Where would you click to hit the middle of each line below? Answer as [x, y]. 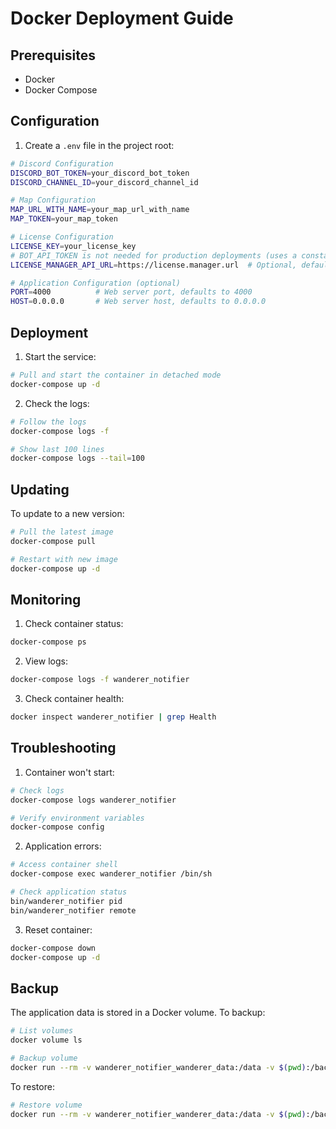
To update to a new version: [67, 514]
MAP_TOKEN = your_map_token [64, 219]
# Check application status [69, 892]
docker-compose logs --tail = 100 [77, 458]
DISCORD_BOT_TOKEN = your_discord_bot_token [100, 173]
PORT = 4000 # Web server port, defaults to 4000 [131, 292]
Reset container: [58, 929]
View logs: [46, 661]
